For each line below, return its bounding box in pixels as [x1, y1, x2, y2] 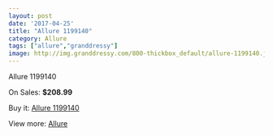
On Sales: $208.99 [8, 87, 73, 97]
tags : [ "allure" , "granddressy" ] [8, 42, 118, 50]
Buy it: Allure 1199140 [8, 103, 80, 113]
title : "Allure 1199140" [8, 27, 93, 35]
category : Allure [8, 34, 67, 43]
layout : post [8, 11, 53, 20]
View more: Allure [8, 119, 68, 128]
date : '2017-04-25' [8, 19, 75, 28]
